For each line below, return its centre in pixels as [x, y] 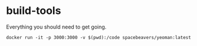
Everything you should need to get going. [56, 27]
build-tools [34, 11]
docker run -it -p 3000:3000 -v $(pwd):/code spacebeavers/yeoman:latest [99, 37]
